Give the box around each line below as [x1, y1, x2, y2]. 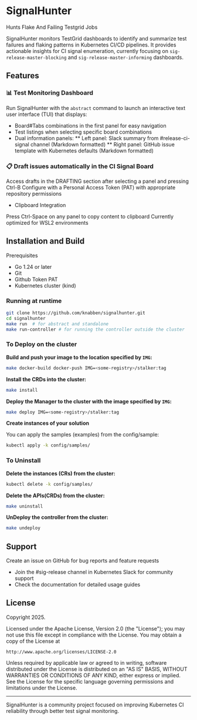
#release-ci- [159, 134, 191, 142]
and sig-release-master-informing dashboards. [67, 54, 184, 61]
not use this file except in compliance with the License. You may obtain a [6, 631, 182, 638]
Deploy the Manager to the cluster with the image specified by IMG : [6, 398, 172, 405]
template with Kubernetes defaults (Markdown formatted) [14, 147, 154, 154]
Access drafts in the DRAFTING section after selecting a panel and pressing [6, 178, 189, 185]
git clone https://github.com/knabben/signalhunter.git [6, 310, 145, 316]
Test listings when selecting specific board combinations [14, 128, 152, 135]
